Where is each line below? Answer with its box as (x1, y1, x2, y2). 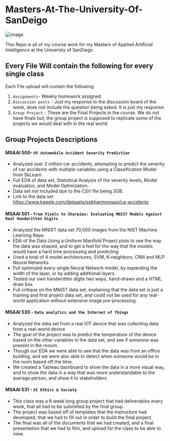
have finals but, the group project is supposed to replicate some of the (12, 115, 161, 121)
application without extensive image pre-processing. (26, 297, 137, 303)
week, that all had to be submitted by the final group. (12, 403, 124, 409)
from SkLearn (12, 172, 42, 178)
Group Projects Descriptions (5, 135, 98, 144)
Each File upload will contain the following (5, 83, 94, 89)
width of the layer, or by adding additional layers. (12, 270, 116, 276)
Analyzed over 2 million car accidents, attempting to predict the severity (12, 161, 165, 167)
